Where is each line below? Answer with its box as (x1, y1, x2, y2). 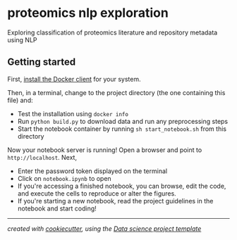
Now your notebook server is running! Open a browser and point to (7, 146, 202, 154)
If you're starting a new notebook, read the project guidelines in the (17, 196, 214, 205)
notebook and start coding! (17, 204, 97, 213)
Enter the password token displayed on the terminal (17, 167, 168, 175)
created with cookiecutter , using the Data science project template (7, 224, 202, 233)
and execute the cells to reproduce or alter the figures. (17, 189, 176, 198)
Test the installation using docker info (17, 109, 129, 118)
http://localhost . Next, (7, 153, 78, 161)
